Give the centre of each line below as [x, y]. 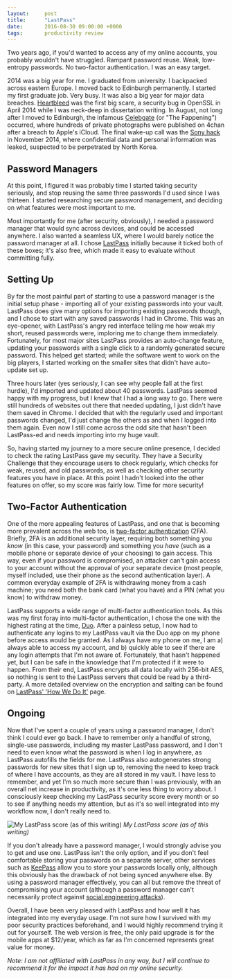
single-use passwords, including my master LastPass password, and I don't [115, 745]
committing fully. [31, 258]
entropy [18, 67]
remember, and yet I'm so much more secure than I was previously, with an [114, 782]
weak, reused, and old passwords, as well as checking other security [106, 470]
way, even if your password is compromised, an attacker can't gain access [114, 560]
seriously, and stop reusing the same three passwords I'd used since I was [114, 193]
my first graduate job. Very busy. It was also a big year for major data [106, 96]
